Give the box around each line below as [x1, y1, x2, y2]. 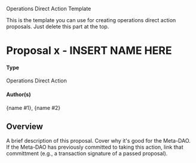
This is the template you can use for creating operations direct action [6, 17, 176, 23]
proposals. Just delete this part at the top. [6, 23, 109, 30]
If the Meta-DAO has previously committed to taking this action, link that [6, 143, 183, 151]
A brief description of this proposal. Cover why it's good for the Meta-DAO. [6, 137, 191, 144]
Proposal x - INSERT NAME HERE [6, 44, 172, 57]
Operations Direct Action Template [6, 5, 91, 12]
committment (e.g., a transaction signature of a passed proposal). [6, 150, 168, 157]
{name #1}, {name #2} [6, 104, 61, 111]
